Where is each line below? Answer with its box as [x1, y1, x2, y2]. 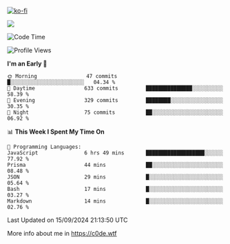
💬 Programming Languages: [7, 143, 81, 150]
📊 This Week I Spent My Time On [7, 128, 105, 136]
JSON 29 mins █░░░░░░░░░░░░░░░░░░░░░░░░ [7, 174, 224, 181]
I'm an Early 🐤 [7, 59, 48, 68]
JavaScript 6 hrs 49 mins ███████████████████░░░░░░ [7, 150, 224, 156]
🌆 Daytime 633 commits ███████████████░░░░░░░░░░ [7, 85, 224, 92]
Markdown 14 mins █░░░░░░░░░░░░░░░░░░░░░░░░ [7, 198, 224, 205]
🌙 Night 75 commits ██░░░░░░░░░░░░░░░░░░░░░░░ [7, 109, 224, 116]
